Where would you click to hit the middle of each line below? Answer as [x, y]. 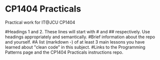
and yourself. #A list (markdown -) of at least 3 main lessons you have [75, 42]
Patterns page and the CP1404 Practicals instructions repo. [64, 52]
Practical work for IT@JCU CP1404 [40, 22]
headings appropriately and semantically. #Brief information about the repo [80, 37]
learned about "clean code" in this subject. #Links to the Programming [75, 47]
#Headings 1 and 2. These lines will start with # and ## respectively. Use [78, 31]
